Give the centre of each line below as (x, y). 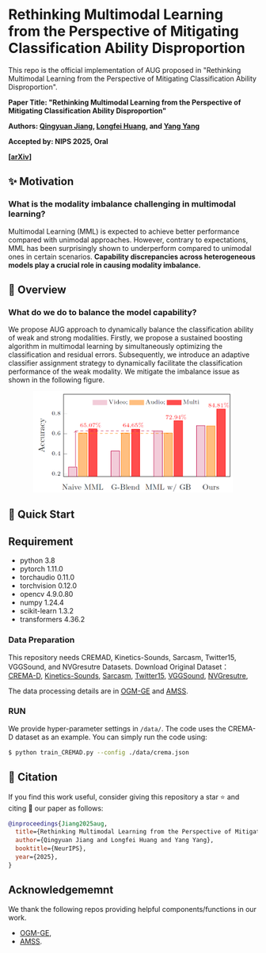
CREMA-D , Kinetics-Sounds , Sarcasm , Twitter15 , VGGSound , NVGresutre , (128, 675)
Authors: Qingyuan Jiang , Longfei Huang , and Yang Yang (104, 126)
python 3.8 (37, 560)
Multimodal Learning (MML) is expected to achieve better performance (124, 231)
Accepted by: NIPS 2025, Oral (58, 141)
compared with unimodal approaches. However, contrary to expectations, (128, 240)
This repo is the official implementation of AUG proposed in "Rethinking (125, 70)
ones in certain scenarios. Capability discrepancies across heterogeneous (132, 256)
